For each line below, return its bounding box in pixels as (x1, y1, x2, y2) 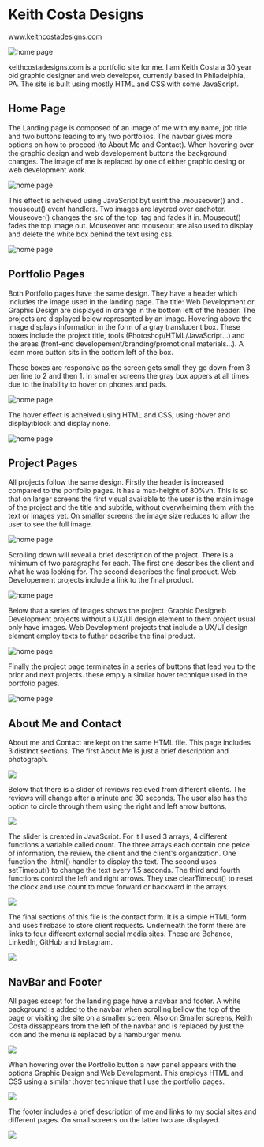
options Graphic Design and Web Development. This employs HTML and (8, 1069, 244, 1077)
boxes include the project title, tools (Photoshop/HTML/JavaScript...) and (8, 330, 246, 340)
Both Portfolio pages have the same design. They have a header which (8, 289, 238, 298)
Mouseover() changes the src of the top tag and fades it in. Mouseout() (8, 212, 242, 222)
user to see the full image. (8, 519, 93, 529)
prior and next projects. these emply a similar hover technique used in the (8, 670, 247, 680)
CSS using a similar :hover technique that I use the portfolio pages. (8, 1077, 225, 1086)
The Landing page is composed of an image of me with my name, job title (8, 123, 247, 132)
